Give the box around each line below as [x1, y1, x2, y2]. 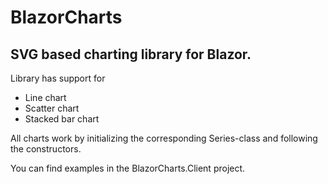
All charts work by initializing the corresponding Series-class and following [10, 132, 318, 144]
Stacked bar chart [24, 113, 100, 125]
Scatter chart [24, 102, 80, 114]
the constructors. [10, 143, 82, 155]
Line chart [24, 92, 67, 103]
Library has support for [10, 72, 106, 84]
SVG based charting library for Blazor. [10, 46, 252, 63]
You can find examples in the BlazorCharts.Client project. [10, 162, 246, 174]
